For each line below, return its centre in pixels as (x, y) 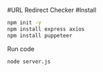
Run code (21, 48)
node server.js (29, 62)
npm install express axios (46, 29)
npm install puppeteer (40, 35)
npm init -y (24, 23)
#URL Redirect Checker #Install (52, 10)
